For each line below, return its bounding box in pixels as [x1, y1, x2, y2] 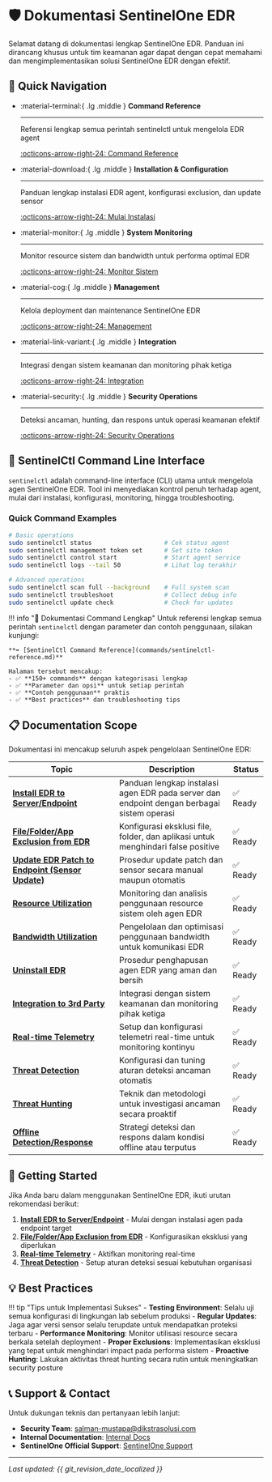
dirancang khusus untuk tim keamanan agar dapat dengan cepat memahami [8, 47, 262, 57]
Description [148, 763, 196, 774]
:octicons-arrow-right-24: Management [19, 321, 152, 330]
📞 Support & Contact [8, 1386, 111, 1400]
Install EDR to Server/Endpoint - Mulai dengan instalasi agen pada [19, 1215, 244, 1224]
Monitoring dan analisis [118, 888, 208, 899]
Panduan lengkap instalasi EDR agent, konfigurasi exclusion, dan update [19, 187, 261, 197]
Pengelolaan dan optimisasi [118, 921, 224, 932]
